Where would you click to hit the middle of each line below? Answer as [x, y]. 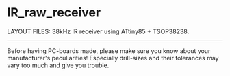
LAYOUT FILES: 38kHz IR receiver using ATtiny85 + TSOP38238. [98, 31]
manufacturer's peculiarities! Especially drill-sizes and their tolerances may [113, 58]
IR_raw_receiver [54, 13]
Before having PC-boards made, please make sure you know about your [109, 51]
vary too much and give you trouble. [58, 65]
